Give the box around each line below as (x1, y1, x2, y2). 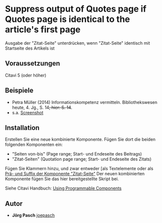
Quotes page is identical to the (5, 14, 131, 25)
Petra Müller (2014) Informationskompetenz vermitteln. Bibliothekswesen (12, 99, 158, 105)
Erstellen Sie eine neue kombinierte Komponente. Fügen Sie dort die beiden (5, 137, 156, 142)
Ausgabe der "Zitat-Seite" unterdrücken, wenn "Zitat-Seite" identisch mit (5, 40, 150, 46)
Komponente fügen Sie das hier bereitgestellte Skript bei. (5, 176, 119, 182)
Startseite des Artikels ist (5, 45, 55, 51)
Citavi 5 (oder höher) (5, 72, 47, 78)
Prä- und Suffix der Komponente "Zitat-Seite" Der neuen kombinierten (5, 171, 145, 177)
